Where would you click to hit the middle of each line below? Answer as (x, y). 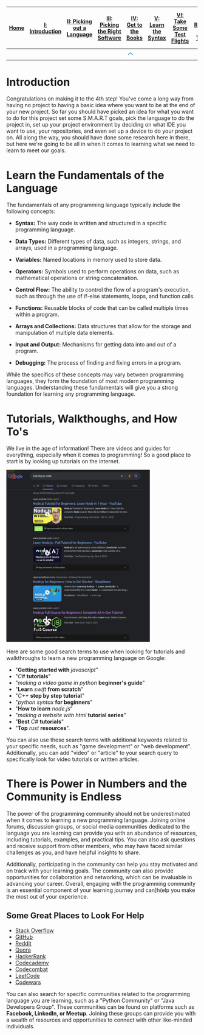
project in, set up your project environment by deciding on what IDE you (96, 125)
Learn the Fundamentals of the (85, 175)
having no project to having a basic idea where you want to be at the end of (101, 105)
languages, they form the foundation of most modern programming (90, 381)
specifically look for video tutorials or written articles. (73, 759)
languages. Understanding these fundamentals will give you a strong (92, 388)
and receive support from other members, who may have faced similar (94, 846)
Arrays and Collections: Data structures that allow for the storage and (103, 326)
